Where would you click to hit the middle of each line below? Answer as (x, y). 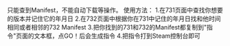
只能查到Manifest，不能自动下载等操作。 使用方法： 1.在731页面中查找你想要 (115, 10)
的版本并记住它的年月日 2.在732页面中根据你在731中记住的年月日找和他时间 (114, 19)
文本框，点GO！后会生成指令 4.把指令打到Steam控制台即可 (117, 36)
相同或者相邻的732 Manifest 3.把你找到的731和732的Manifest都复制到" (107, 27)
